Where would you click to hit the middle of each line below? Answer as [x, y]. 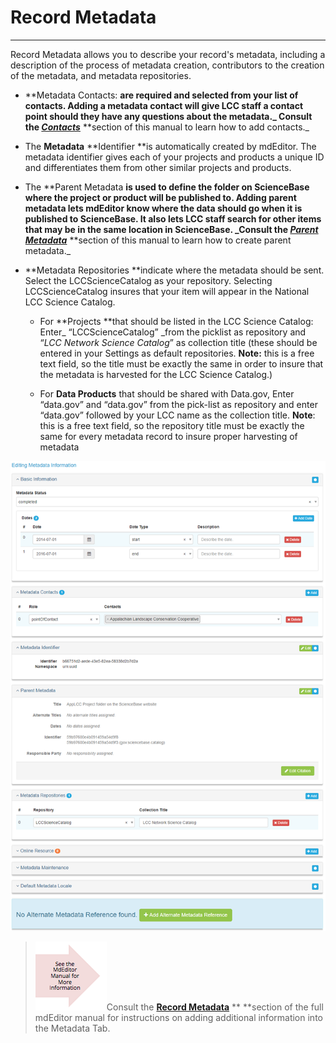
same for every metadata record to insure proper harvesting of [168, 436]
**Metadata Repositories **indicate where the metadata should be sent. [174, 270]
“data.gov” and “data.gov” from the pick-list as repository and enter [178, 404]
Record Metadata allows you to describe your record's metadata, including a [168, 54]
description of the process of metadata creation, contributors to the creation [167, 65]
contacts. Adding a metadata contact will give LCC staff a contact [164, 105]
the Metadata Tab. [72, 1028]
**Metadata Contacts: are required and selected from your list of [161, 95]
